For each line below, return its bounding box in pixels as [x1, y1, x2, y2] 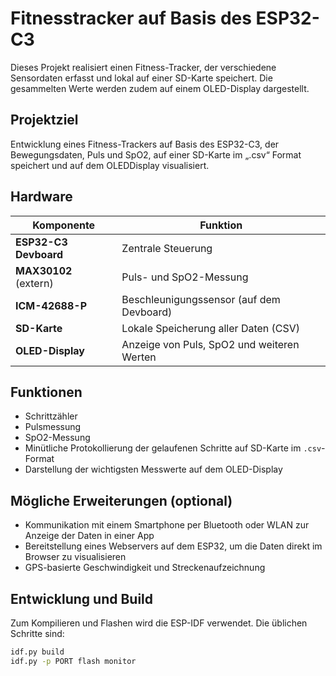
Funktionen [10, 383, 83, 401]
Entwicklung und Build [10, 590, 154, 607]
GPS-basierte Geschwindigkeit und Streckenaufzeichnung [24, 562, 266, 574]
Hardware [10, 188, 73, 206]
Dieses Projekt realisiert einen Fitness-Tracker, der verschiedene [10, 61, 277, 73]
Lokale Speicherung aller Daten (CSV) [121, 321, 301, 335]
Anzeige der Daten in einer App [24, 530, 155, 542]
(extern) [15, 276, 54, 290]
